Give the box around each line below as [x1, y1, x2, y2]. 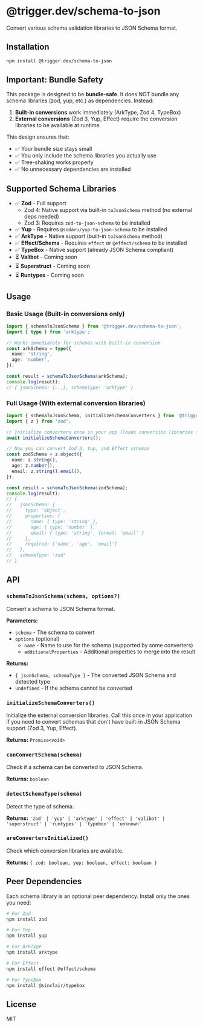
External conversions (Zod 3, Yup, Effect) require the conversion [14, 115, 178, 122]
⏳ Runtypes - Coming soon [14, 271, 85, 279]
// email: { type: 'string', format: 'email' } [6, 530, 145, 536]
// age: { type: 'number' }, [6, 524, 96, 530]
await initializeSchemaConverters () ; [6, 435, 101, 441]
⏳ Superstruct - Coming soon [14, 262, 91, 270]
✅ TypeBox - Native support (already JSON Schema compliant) [14, 246, 174, 254]
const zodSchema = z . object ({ [6, 451, 83, 458]
